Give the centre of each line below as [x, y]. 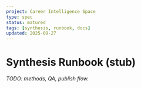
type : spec [19, 17]
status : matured [26, 22]
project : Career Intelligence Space [51, 11]
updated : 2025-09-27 [31, 33]
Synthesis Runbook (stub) [71, 62]
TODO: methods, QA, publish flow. [48, 79]
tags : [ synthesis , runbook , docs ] [48, 28]
